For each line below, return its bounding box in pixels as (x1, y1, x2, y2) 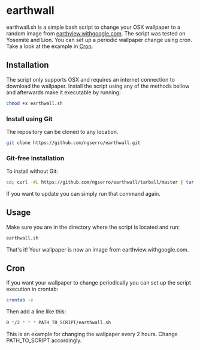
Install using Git (6, 115, 53, 123)
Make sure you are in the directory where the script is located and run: (6, 223, 180, 231)
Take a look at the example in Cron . (6, 43, 93, 50)
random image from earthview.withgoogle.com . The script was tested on (6, 29, 186, 37)
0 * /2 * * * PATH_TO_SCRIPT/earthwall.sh (6, 319, 111, 326)
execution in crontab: (6, 286, 59, 293)
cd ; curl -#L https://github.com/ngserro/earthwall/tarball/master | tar (6, 180, 195, 186)
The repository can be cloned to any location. (6, 128, 119, 135)
